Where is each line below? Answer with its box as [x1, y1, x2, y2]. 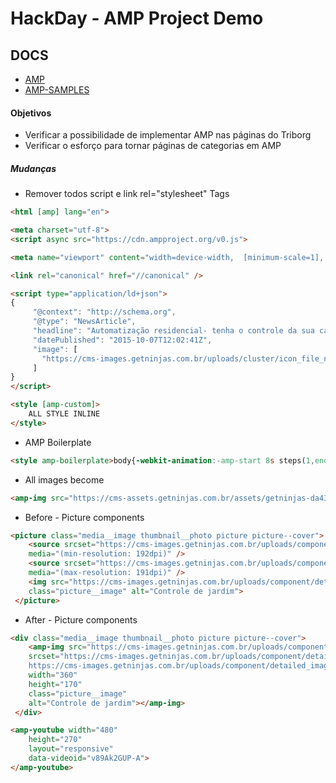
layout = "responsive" [28, 744, 114, 754]
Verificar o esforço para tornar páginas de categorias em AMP [24, 140, 282, 152]
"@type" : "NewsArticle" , [32, 317, 137, 327]
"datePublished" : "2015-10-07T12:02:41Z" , [32, 335, 213, 345]
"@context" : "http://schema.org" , [32, 307, 177, 317]
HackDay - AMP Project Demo [10, 7, 264, 30]
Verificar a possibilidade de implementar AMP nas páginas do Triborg [24, 129, 312, 141]
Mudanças [10, 162, 57, 174]
